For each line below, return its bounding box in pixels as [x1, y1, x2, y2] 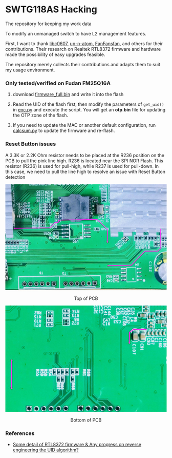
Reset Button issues [5, 140, 56, 147]
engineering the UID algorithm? [12, 447, 79, 453]
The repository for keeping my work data [5, 21, 92, 27]
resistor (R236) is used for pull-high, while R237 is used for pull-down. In [5, 163, 159, 169]
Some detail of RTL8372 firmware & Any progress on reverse [12, 442, 142, 448]
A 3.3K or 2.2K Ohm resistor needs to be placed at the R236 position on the [5, 152, 165, 158]
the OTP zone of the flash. [12, 112, 68, 119]
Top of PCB [74, 295, 98, 301]
